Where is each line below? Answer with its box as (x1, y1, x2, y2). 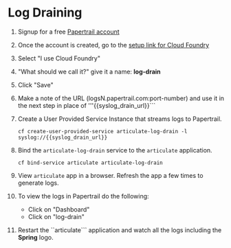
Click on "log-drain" (27, 212, 85, 221)
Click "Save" (17, 80, 54, 89)
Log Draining (8, 5, 82, 21)
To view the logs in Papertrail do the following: (17, 192, 150, 200)
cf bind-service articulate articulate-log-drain (17, 159, 164, 166)
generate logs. (17, 179, 59, 187)
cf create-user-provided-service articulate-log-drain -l (17, 128, 188, 135)
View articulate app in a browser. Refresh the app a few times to (17, 171, 203, 179)
